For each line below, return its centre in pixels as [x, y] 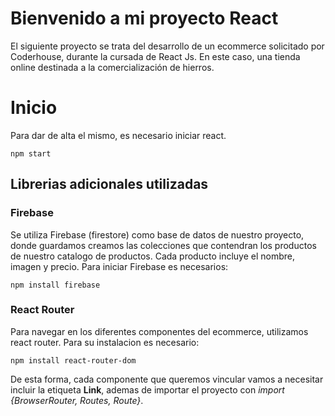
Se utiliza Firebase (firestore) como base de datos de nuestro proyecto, [157, 234]
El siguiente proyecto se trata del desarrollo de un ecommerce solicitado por [167, 46]
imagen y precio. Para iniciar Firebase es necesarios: [119, 266]
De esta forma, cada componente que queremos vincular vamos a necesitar [167, 379]
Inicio [34, 108]
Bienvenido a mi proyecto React [144, 18]
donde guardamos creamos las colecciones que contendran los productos [163, 245]
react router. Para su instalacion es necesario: [105, 342]
